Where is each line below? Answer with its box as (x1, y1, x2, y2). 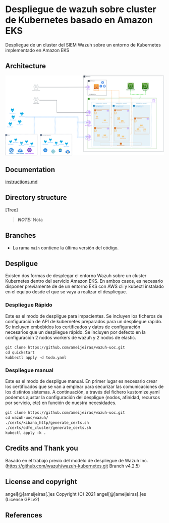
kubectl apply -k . (5, 430, 46, 435)
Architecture (5, 62, 46, 70)
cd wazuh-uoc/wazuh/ (5, 415, 49, 420)
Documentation (5, 165, 55, 174)
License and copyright (5, 477, 77, 486)
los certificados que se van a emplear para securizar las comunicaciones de (5, 383, 164, 390)
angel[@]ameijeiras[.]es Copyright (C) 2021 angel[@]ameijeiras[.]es (5, 491, 146, 497)
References (5, 511, 42, 519)
